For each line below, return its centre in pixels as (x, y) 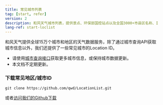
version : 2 (16, 18)
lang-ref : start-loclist (30, 28)
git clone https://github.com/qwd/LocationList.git (58, 88)
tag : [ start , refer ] (26, 14)
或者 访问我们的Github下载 (31, 98)
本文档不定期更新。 (31, 64)
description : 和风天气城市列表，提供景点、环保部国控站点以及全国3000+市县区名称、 (81, 23)
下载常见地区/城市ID (28, 78)
